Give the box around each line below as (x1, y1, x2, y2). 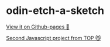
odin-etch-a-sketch (6, 4, 104, 17)
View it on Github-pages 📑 (6, 23, 70, 30)
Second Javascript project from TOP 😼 (6, 34, 101, 41)
